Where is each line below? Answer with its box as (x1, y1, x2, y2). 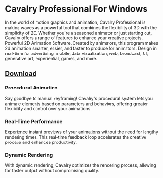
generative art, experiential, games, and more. (5, 55, 98, 61)
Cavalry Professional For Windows (5, 3, 148, 15)
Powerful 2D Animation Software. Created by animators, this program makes (5, 40, 158, 46)
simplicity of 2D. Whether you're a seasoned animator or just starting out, (5, 30, 152, 36)
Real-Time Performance (5, 118, 63, 125)
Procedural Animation (5, 84, 58, 91)
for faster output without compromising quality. (5, 168, 100, 174)
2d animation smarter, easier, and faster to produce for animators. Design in (5, 45, 157, 51)
